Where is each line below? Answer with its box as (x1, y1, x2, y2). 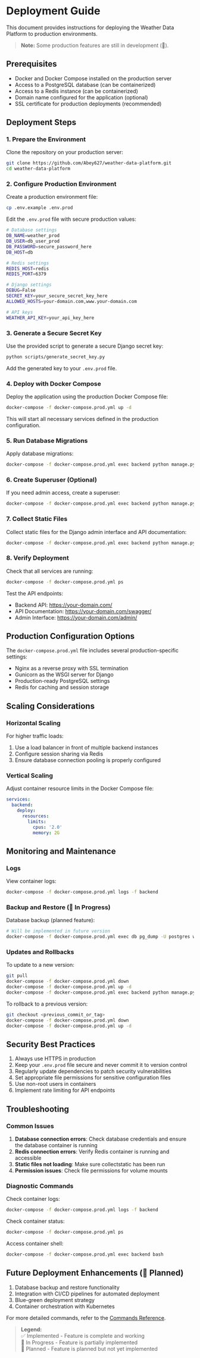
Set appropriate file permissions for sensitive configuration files (14, 1074, 171, 1081)
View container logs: (6, 878, 57, 885)
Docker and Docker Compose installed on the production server (14, 74, 172, 82)
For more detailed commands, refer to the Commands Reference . (6, 1314, 166, 1321)
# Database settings (6, 227, 58, 233)
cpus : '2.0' (32, 824, 62, 830)
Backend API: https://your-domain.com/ (14, 601, 112, 608)
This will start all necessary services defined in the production (6, 415, 159, 422)
